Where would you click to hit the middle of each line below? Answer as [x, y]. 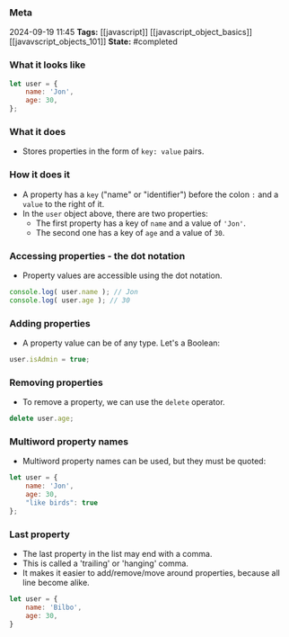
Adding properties [50, 323]
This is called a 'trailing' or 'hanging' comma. [105, 563]
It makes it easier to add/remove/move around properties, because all [151, 573]
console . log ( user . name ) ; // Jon [74, 292]
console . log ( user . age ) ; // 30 [70, 300]
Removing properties [56, 382]
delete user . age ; [42, 419]
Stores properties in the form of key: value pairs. [113, 151]
